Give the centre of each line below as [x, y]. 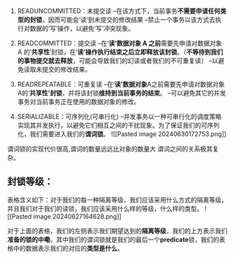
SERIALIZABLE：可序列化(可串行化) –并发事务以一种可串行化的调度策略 [119, 117]
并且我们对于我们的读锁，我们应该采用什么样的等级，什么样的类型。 [105, 208]
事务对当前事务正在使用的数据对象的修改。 [79, 102]
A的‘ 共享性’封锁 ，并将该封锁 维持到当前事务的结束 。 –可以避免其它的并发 [122, 93]
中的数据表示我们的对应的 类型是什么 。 [68, 248]
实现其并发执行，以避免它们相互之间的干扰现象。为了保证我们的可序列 [118, 125]
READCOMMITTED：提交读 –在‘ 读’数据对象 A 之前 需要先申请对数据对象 [119, 43]
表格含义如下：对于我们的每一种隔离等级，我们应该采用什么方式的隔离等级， [117, 200]
